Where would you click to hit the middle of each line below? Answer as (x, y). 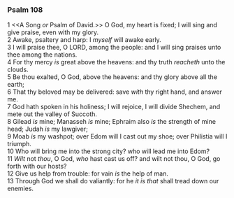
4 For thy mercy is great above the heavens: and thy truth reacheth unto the (116, 62)
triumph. (19, 144)
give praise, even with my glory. (53, 32)
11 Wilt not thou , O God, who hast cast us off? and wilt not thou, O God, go (114, 159)
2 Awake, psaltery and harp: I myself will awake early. (85, 40)
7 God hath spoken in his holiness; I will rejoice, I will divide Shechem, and (114, 107)
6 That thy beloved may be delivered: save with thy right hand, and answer (115, 92)
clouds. (18, 70)
